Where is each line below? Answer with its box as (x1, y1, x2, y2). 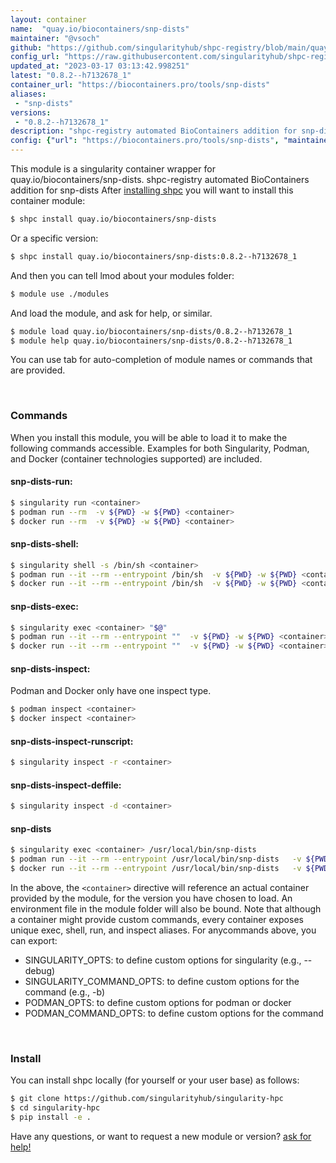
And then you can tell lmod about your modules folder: (10, 269, 235, 281)
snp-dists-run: (10, 476, 73, 488)
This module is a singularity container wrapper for (10, 163, 216, 175)
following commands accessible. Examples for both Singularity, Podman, (10, 442, 310, 454)
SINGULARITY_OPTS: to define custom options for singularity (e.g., (24, 954, 302, 966)
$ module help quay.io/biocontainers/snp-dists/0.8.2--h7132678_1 (10, 336, 293, 346)
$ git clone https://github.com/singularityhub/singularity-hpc (10, 1094, 284, 1104)
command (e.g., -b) (24, 986, 106, 998)
